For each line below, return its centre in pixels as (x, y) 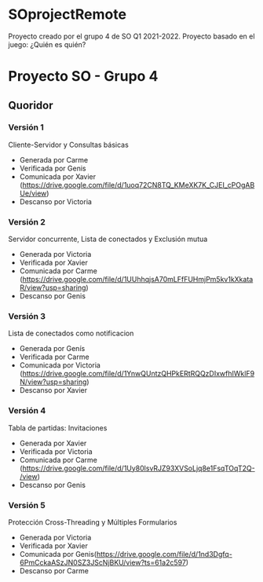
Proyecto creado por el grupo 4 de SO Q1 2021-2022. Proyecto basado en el (131, 36)
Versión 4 (27, 411)
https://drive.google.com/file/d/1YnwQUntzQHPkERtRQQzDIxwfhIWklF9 (139, 374)
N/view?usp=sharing (53, 382)
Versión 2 (27, 221)
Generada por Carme (54, 159)
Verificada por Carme (54, 357)
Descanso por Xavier (53, 390)
